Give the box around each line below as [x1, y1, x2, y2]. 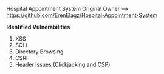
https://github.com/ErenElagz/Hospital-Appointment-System [6, 12, 158, 19]
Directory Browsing [15, 48, 64, 55]
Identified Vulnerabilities [6, 24, 70, 30]
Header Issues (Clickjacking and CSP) [15, 61, 111, 68]
